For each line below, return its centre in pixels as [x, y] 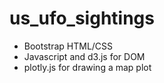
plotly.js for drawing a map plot [87, 67]
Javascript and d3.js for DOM [84, 56]
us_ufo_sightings [82, 18]
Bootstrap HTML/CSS [68, 46]
